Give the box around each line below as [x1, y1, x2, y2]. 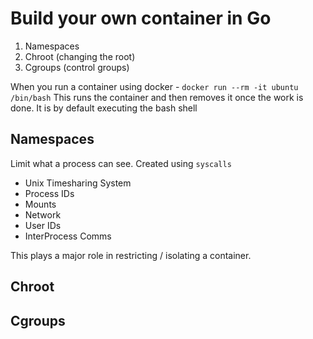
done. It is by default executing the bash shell [10, 102, 198, 114]
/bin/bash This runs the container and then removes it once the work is [10, 91, 304, 103]
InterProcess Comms [24, 230, 112, 242]
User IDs [24, 219, 62, 231]
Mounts [24, 198, 57, 210]
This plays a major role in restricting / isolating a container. [10, 249, 252, 261]
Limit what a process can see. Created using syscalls [10, 157, 232, 169]
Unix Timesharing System [24, 177, 132, 189]
